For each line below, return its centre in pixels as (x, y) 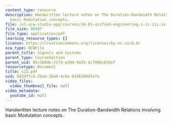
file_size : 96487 (24, 29)
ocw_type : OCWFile (25, 48)
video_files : (19, 81)
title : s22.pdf (21, 72)
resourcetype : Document (31, 67)
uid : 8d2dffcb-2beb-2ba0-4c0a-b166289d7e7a (52, 77)
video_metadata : (23, 91)
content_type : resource (31, 10)
